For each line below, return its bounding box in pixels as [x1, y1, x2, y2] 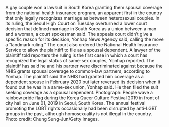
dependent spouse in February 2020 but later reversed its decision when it [5, 79, 161, 85]
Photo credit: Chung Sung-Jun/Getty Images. [5, 116, 99, 122]
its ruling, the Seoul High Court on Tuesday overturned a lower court [5, 20, 147, 26]
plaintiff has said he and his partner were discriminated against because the [5, 63, 163, 69]
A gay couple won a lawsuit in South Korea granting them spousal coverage [5, 5, 162, 10]
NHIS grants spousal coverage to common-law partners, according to [5, 68, 150, 74]
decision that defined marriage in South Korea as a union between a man [5, 26, 157, 32]
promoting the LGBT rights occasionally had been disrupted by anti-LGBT [5, 105, 157, 111]
